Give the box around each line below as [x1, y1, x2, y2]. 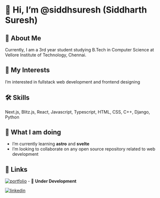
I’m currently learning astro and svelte [12, 141, 89, 147]
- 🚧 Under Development [27, 178, 77, 184]
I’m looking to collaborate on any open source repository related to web [12, 146, 156, 152]
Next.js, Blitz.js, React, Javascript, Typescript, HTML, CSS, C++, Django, [5, 109, 150, 115]
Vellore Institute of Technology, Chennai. [5, 52, 87, 58]
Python [5, 114, 19, 120]
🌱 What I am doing [5, 128, 61, 136]
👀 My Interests [5, 66, 50, 74]
